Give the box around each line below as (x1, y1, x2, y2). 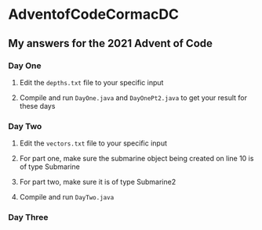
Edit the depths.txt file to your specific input (19, 77, 164, 87)
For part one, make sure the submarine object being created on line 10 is (19, 154, 254, 164)
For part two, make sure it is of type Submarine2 (19, 178, 176, 187)
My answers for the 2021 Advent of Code (8, 37, 213, 50)
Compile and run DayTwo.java (19, 192, 115, 202)
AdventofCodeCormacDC (8, 5, 179, 23)
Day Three (8, 212, 49, 223)
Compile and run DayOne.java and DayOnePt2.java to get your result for (19, 92, 247, 102)
